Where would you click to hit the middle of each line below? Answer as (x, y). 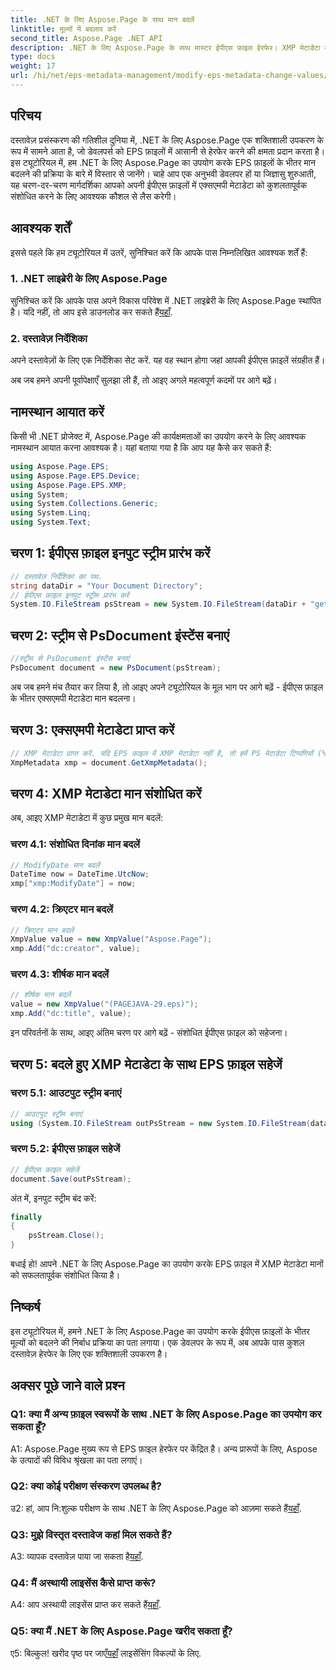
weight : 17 (33, 66)
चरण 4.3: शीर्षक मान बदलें (60, 974)
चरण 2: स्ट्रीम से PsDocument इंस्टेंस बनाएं (120, 635)
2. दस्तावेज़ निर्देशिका (49, 338)
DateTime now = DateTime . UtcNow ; (80, 874)
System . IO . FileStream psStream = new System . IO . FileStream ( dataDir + (158, 604)
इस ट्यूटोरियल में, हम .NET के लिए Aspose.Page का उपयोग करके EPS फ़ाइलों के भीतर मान (163, 162)
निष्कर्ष (25, 1307)
